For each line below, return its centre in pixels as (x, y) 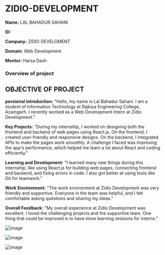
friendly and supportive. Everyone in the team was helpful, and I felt (74, 193)
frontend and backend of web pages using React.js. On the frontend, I (76, 132)
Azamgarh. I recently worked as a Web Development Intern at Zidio (73, 112)
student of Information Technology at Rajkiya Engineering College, (73, 106)
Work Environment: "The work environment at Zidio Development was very (82, 188)
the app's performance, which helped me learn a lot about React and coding (83, 148)
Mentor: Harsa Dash (26, 60)
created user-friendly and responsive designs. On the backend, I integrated (82, 137)
